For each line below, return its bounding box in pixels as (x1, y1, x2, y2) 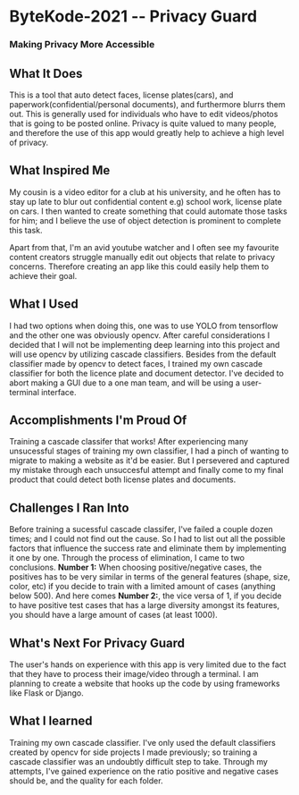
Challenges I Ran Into (9, 500, 129, 515)
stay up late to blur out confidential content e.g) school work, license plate (9, 196, 283, 207)
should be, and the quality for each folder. (9, 775, 163, 786)
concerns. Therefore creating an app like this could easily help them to (9, 261, 270, 272)
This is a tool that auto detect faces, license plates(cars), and (9, 89, 234, 100)
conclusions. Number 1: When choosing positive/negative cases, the (9, 562, 262, 573)
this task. (9, 224, 43, 235)
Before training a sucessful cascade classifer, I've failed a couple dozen (9, 524, 274, 535)
